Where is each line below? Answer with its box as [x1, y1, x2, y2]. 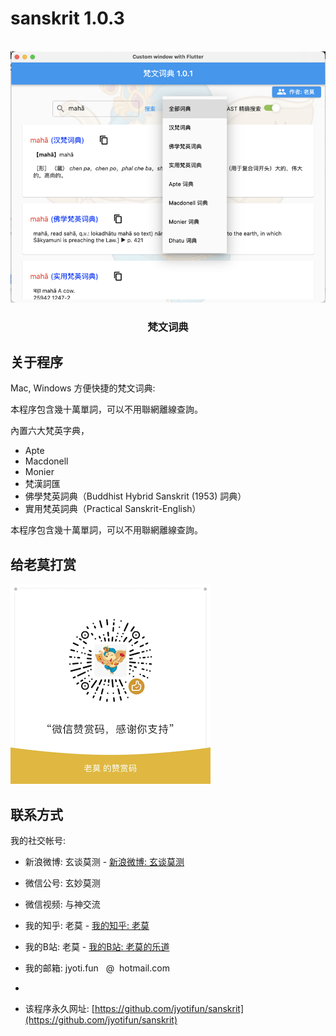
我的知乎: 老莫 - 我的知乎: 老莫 [24, 919, 150, 931]
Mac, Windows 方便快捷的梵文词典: [10, 382, 156, 394]
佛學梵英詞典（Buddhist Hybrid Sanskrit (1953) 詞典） [24, 490, 247, 502]
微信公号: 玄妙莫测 [24, 877, 101, 889]
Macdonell [24, 455, 69, 467]
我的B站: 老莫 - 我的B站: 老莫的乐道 [24, 940, 170, 952]
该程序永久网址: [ [24, 1002, 95, 1014]
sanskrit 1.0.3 [10, 7, 125, 30]
